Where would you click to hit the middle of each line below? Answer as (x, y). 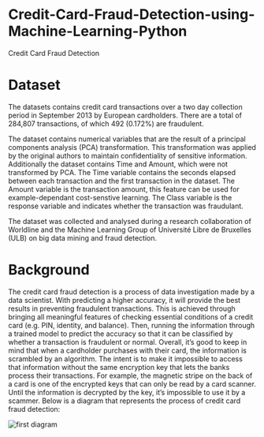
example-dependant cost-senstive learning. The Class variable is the (120, 197)
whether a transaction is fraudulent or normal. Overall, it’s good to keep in (128, 342)
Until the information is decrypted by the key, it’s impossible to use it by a (127, 392)
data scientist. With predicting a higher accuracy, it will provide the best (125, 300)
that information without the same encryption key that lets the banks (119, 367)
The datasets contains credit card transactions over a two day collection (125, 106)
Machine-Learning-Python (98, 31)
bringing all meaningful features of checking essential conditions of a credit (131, 316)
